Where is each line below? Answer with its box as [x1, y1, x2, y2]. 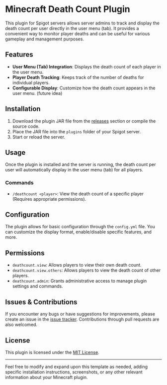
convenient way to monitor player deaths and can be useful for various [5, 30, 150, 36]
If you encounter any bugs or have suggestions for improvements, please [5, 311, 156, 317]
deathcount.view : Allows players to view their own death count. [12, 262, 142, 268]
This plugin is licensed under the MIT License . [5, 349, 99, 355]
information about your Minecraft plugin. [5, 374, 88, 380]
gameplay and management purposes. [5, 36, 84, 42]
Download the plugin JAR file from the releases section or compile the [12, 118, 156, 124]
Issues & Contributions [5, 298, 78, 306]
